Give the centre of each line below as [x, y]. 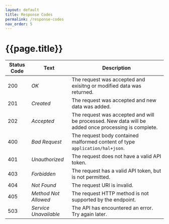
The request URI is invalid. [102, 185]
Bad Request [47, 142]
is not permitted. [91, 177]
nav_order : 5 [19, 24]
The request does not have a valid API [116, 157]
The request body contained [105, 135]
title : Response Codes [29, 15]
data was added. [91, 107]
